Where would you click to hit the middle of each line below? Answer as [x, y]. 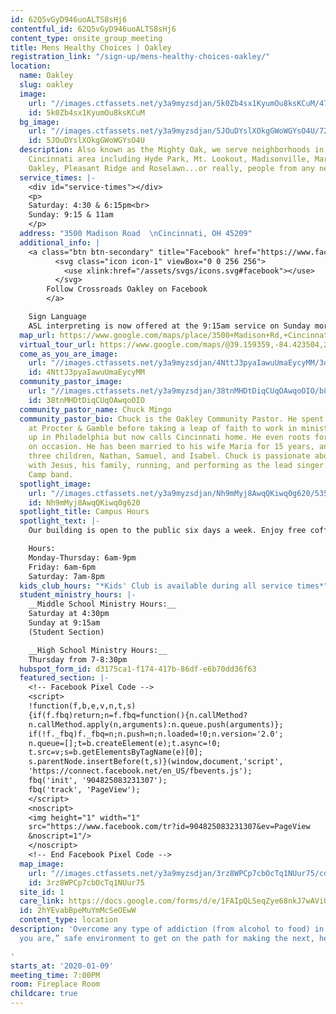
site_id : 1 [42, 892]
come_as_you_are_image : [68, 354]
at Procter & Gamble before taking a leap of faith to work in [163, 428]
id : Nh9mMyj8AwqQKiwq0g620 [84, 502]
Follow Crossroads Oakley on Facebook [127, 289]
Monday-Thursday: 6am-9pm [82, 557]
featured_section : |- [64, 678]
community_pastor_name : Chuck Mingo [95, 409]
